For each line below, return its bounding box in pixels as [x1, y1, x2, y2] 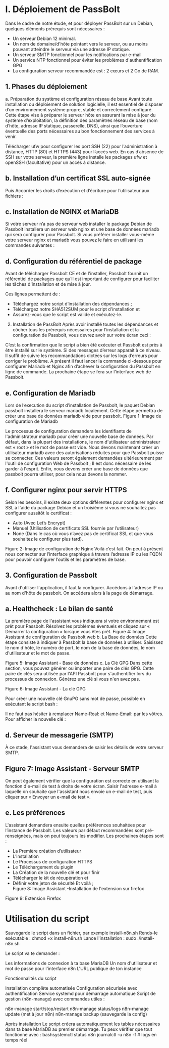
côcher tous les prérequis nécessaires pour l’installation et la [12, 327, 139, 333]
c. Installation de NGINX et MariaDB [5, 207, 119, 216]
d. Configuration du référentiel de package [5, 257, 142, 266]
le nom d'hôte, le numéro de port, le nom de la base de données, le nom [5, 645, 155, 651]
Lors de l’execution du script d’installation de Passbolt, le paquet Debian [5, 402, 155, 408]
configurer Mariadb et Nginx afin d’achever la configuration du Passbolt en [5, 363, 160, 370]
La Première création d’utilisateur [12, 848, 82, 854]
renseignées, [5, 833, 33, 839]
